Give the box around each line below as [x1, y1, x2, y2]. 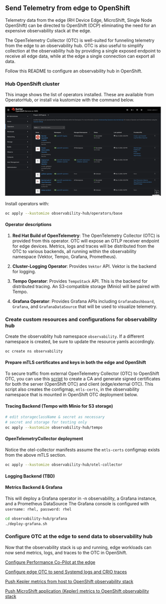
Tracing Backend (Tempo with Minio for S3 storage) [5, 403, 113, 409]
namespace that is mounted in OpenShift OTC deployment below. [5, 392, 138, 398]
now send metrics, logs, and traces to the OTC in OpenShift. [5, 549, 127, 555]
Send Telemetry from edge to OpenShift [5, 4, 130, 12]
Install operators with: [5, 200, 49, 206]
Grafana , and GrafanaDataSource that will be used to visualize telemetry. [12, 303, 157, 309]
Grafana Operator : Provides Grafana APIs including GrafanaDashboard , [12, 298, 155, 304]
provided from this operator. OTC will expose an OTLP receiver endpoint [12, 238, 160, 243]
